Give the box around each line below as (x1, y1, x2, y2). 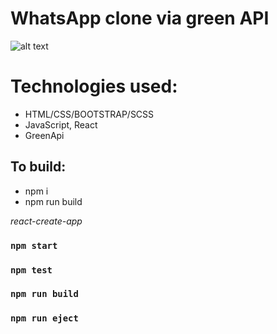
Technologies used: (10, 75, 178, 98)
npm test (10, 264, 53, 276)
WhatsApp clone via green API (10, 7, 270, 30)
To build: (10, 158, 67, 176)
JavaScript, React (24, 118, 98, 131)
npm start (10, 240, 58, 251)
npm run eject (10, 313, 79, 324)
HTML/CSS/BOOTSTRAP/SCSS (24, 108, 155, 120)
